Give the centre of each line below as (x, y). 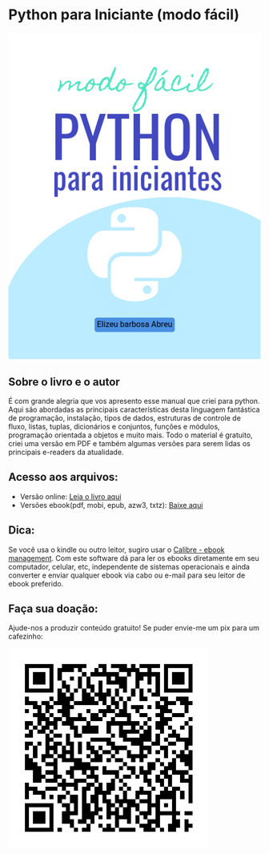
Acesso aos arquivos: (63, 477)
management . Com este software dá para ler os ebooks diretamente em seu (134, 558)
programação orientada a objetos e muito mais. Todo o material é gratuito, (131, 435)
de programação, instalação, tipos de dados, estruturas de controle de (125, 417)
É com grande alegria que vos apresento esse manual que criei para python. (134, 401)
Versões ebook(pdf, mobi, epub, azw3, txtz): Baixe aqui (111, 505)
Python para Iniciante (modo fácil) (124, 15)
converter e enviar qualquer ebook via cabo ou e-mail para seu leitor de (127, 575)
